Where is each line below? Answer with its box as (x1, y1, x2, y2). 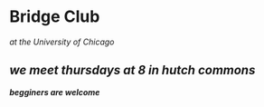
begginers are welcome (9, 86, 100, 97)
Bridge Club (9, 6, 100, 27)
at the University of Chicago (9, 36, 115, 47)
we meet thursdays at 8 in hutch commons (9, 63, 256, 78)
